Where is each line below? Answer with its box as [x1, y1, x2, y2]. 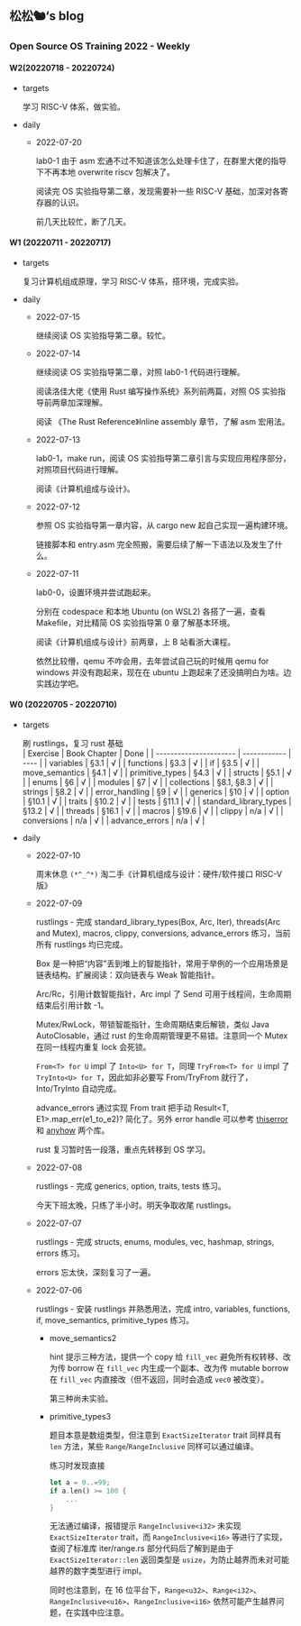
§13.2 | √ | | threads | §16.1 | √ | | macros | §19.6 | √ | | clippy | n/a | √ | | [22, 805, 284, 816]
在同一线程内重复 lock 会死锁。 [35, 1041, 151, 1052]
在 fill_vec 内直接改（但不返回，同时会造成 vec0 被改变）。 [49, 1374, 269, 1384]
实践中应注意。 [73, 1607, 129, 1618]
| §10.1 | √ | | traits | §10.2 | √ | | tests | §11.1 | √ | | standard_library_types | [22, 796, 292, 807]
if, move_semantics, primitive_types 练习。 [35, 1314, 195, 1325]
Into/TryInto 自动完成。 [35, 1082, 122, 1093]
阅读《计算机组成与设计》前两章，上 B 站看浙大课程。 [35, 636, 236, 647]
